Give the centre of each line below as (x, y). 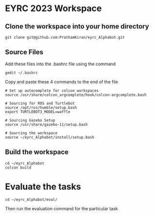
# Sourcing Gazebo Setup (30, 120)
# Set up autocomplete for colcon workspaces (52, 91)
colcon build (18, 168)
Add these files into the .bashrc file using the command (60, 64)
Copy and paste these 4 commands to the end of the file (61, 82)
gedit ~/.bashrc (21, 73)
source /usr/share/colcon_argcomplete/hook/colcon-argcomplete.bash (76, 95)
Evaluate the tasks (43, 186)
